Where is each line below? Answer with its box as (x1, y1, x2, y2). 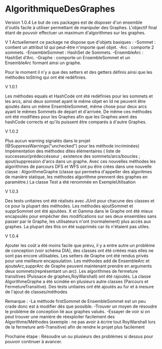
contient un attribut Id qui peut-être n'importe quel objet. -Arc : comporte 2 (5, 44, 154, 50)
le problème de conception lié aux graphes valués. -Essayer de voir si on (5, 308, 150, 314)
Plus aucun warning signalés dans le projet (5, 137, 90, 144)
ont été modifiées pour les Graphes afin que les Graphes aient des (5, 114, 137, 119)
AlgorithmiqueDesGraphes (5, 3, 115, 15)
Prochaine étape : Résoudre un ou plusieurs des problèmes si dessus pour (5, 333, 153, 339)
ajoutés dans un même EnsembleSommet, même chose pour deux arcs (5, 103, 147, 109)
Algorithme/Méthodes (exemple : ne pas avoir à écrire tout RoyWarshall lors (5, 319, 156, 325)
